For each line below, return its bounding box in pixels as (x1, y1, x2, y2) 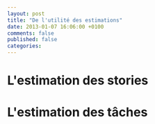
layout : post (7, 10, 45, 17)
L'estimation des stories (7, 72, 149, 88)
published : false (7, 36, 58, 43)
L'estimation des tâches (7, 104, 148, 121)
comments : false (7, 29, 54, 37)
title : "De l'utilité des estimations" (7, 17, 123, 24)
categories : (7, 42, 42, 49)
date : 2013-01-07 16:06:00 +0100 (7, 23, 104, 30)
